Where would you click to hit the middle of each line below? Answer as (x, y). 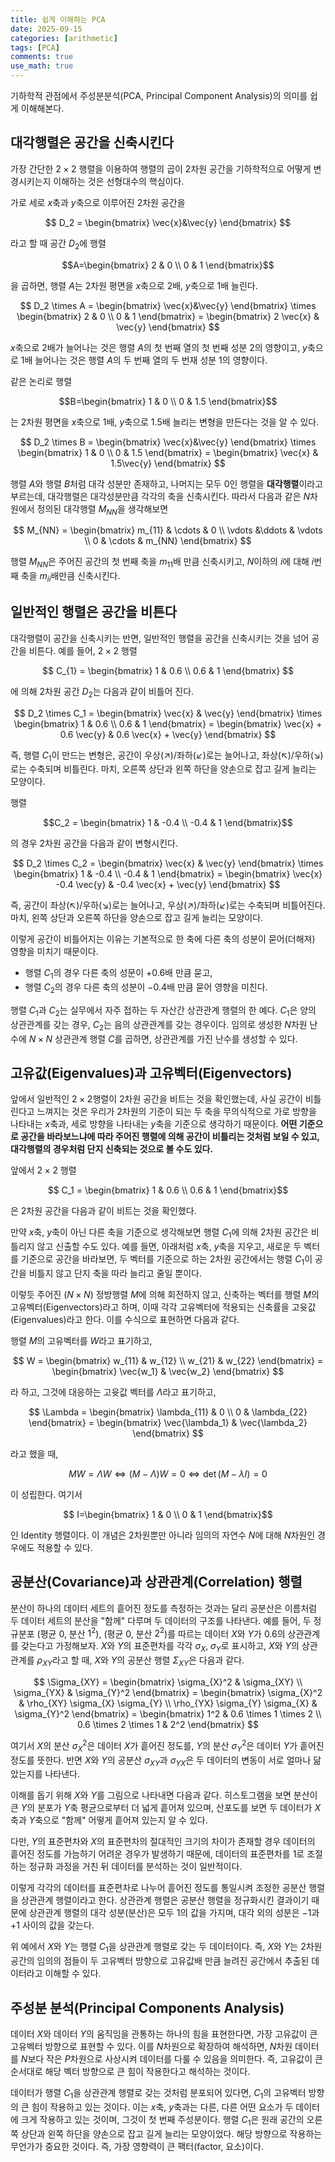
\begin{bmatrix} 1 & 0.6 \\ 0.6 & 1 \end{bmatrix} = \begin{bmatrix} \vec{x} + (168, 723)
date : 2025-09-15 (46, 29)
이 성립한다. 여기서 (46, 1494)
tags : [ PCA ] (35, 47)
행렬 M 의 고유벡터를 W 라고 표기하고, (81, 1340)
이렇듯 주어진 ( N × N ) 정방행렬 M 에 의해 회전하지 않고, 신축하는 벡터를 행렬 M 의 (165, 1294)
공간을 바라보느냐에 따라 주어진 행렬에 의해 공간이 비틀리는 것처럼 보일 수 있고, (170, 1137)
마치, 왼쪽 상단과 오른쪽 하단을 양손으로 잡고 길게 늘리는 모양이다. (137, 918)
